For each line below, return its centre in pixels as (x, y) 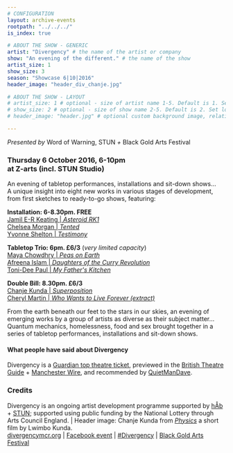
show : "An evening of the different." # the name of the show (99, 59)
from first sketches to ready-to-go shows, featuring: (81, 199)
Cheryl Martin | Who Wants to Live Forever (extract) (81, 298)
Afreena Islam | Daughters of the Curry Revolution (79, 263)
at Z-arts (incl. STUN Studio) (56, 169)
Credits (20, 390)
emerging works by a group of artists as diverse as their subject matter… (111, 319)
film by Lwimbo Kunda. (40, 427)
